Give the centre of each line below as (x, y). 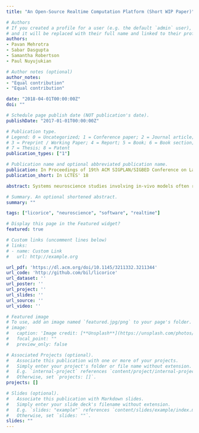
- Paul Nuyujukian (29, 61)
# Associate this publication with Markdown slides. (75, 399)
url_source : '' (25, 301)
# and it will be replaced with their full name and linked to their (94, 33)
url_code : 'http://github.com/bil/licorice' (62, 273)
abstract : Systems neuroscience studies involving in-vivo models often (98, 186)
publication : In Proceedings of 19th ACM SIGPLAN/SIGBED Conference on (96, 170)
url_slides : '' (25, 295)
